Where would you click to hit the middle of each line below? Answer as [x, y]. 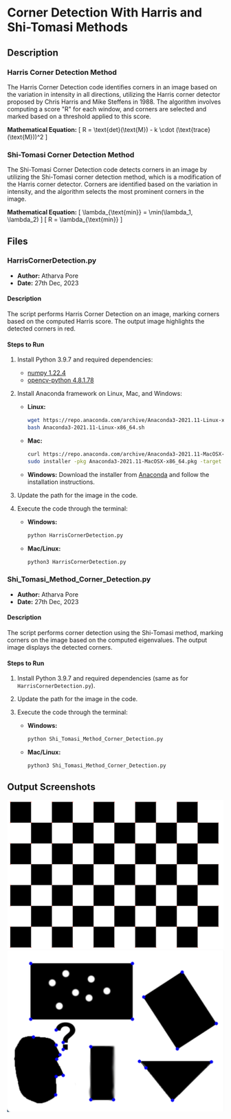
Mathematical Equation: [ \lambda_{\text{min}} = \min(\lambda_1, [100, 212]
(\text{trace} [193, 129]
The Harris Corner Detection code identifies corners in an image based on [112, 87]
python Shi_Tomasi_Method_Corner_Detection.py [95, 739]
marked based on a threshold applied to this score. [79, 116]
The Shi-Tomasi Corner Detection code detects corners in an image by [107, 170]
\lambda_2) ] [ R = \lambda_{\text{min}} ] [65, 220]
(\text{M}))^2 [25, 137]
